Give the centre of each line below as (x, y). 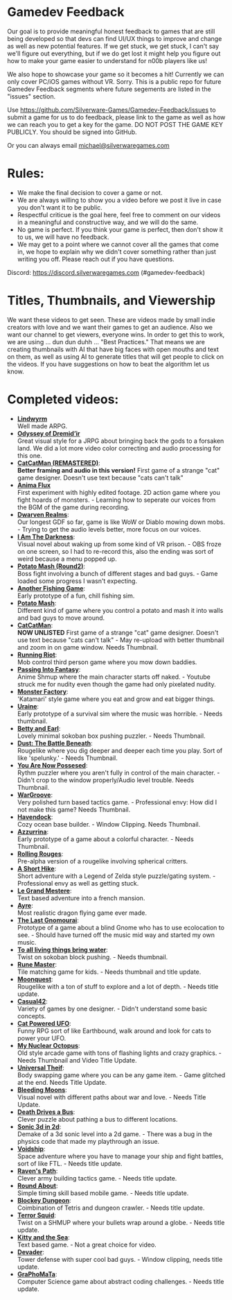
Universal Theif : (41, 1067)
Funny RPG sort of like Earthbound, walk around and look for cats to (114, 1031)
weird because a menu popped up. (67, 559)
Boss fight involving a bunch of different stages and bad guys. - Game (117, 573)
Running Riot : (37, 655)
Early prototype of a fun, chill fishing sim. (76, 596)
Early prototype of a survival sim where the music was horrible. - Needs (120, 714)
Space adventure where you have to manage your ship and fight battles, (120, 1156)
